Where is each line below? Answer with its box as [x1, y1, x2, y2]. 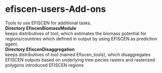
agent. [5, 41, 18, 47]
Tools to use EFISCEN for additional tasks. [5, 20, 92, 26]
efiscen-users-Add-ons [5, 3, 106, 15]
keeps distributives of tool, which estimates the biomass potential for [5, 30, 147, 36]
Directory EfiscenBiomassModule [5, 25, 76, 31]
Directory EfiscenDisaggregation [5, 46, 75, 52]
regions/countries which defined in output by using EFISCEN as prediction [5, 36, 158, 42]
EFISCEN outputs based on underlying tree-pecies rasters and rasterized [5, 57, 156, 63]
